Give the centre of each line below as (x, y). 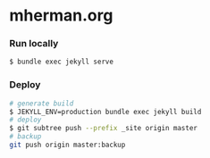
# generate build (42, 104)
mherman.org (61, 16)
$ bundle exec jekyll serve (62, 62)
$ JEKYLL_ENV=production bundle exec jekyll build (105, 112)
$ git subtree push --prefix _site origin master (104, 129)
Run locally (34, 44)
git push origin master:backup (67, 145)
